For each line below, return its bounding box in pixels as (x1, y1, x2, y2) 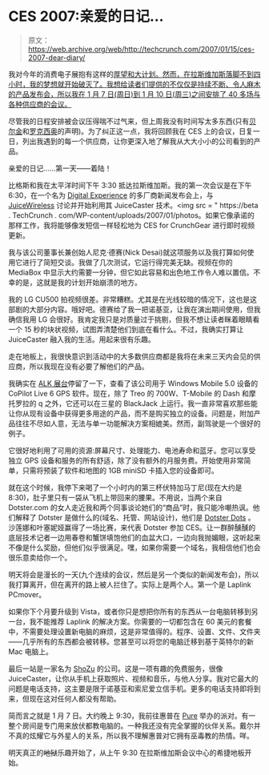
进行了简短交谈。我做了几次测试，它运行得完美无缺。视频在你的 (22, 257, 233, 267)
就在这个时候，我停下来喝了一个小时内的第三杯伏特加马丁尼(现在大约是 (8, 482, 243, 492)
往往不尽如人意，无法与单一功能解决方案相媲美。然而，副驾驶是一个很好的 (14, 418, 261, 428)
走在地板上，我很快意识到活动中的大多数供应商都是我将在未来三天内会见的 (8, 351, 254, 361)
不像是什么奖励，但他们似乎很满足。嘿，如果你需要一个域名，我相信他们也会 (8, 542, 261, 552)
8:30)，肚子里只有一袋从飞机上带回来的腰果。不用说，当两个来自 (8, 492, 223, 502)
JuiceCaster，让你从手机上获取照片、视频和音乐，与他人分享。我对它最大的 (8, 673, 259, 683)
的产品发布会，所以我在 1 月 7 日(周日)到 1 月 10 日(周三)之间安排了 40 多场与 (8, 89, 261, 98)
